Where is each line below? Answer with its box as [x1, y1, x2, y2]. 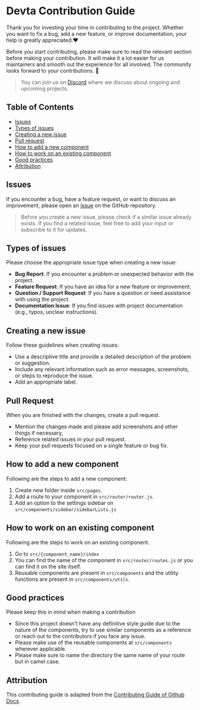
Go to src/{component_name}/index [14, 550, 99, 558]
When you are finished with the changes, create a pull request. [6, 412, 160, 418]
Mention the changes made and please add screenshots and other [14, 423, 179, 430]
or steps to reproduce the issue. [14, 372, 93, 379]
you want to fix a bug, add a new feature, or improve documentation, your [6, 30, 187, 37]
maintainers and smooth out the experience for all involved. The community [6, 61, 192, 68]
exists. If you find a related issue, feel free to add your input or [20, 219, 174, 227]
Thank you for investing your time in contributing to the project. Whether [6, 24, 184, 31]
